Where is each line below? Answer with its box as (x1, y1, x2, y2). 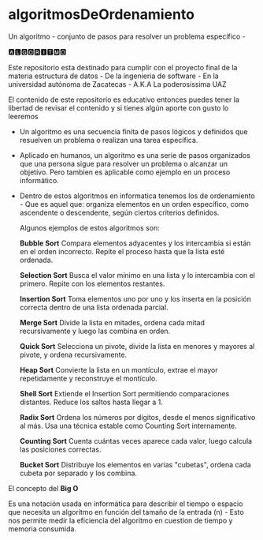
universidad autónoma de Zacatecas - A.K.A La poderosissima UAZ (8, 79, 227, 88)
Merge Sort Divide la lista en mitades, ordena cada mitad (19, 317, 206, 327)
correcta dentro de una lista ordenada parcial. (19, 302, 169, 312)
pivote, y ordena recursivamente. (19, 350, 128, 359)
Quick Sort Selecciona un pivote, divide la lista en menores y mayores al (19, 341, 255, 351)
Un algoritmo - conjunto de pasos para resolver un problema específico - (8, 32, 246, 41)
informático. (19, 175, 59, 185)
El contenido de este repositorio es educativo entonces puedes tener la (8, 95, 240, 104)
